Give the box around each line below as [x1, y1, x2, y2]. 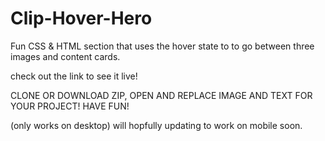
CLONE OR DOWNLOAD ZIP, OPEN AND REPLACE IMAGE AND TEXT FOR [10, 89, 313, 101]
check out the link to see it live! [10, 70, 138, 82]
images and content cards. [10, 50, 121, 62]
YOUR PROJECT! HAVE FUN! [10, 100, 130, 112]
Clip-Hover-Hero [10, 7, 153, 30]
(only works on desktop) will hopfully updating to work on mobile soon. [10, 119, 303, 131]
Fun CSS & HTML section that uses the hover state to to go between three [10, 40, 315, 52]
